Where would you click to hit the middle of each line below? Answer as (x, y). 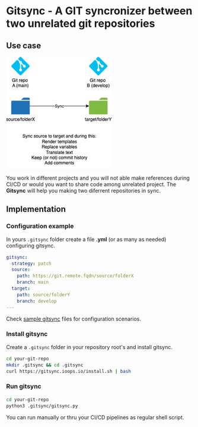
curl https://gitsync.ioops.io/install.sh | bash (69, 371)
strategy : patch (31, 263)
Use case (24, 45)
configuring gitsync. (31, 246)
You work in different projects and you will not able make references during (98, 178)
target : (21, 289)
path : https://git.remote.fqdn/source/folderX (75, 276)
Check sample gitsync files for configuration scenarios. (74, 319)
